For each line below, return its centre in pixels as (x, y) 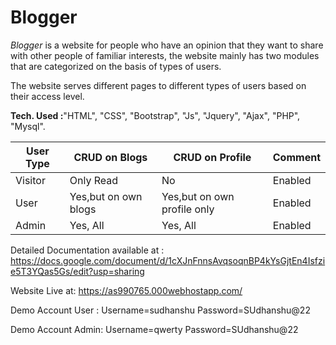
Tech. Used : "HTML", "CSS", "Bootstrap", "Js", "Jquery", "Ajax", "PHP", (155, 115)
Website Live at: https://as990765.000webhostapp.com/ (126, 290)
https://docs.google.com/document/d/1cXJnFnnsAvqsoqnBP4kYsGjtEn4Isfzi (168, 260)
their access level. (47, 96)
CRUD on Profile (212, 157)
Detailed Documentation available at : (87, 250)
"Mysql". (28, 126)
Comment (296, 157)
